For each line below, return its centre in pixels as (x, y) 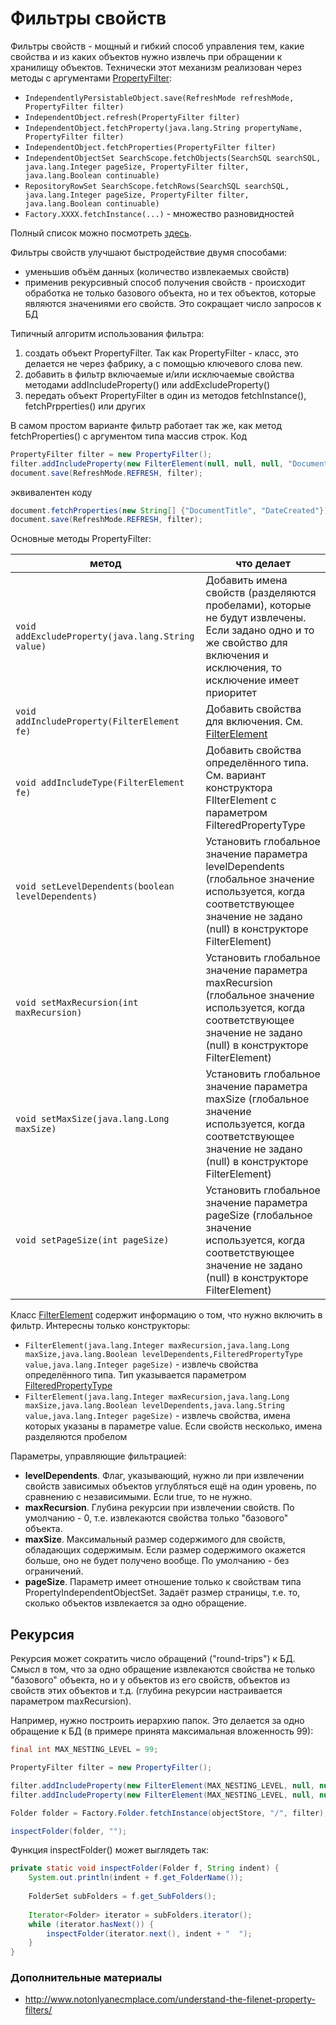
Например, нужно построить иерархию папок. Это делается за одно (157, 1721)
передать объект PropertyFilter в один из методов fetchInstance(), (165, 395)
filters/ (38, 2010)
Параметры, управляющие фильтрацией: (98, 1456)
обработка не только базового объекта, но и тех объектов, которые (170, 293)
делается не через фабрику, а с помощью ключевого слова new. (163, 363)
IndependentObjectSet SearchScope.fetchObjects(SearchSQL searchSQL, (173, 158)
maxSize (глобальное (257, 1099)
